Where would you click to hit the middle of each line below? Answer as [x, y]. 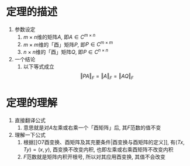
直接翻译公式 [30, 120]
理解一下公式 [30, 134]
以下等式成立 [39, 66]
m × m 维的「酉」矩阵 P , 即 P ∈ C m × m [68, 44]
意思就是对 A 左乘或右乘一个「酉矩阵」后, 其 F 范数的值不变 [92, 127]
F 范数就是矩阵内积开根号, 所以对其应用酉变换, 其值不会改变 [94, 157]
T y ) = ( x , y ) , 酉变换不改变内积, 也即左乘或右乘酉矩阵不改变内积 [98, 149]
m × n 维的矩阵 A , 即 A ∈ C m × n [59, 36]
